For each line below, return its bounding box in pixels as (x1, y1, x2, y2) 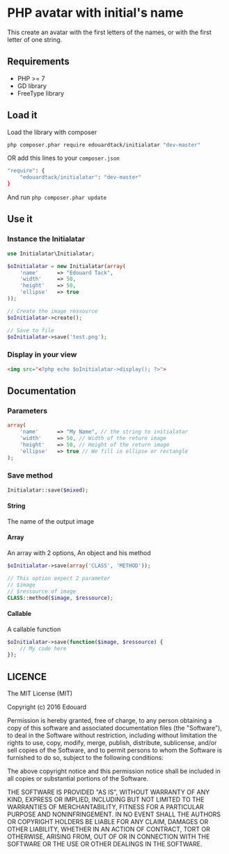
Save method (7, 471, 54, 480)
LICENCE (7, 670, 47, 682)
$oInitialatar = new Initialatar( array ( (7, 263, 127, 270)
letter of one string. (7, 35, 63, 43)
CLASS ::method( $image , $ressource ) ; (7, 594, 113, 601)
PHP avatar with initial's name (7, 5, 184, 21)
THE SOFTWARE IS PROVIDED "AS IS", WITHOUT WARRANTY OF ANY (7, 788, 210, 797)
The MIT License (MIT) (7, 689, 73, 698)
